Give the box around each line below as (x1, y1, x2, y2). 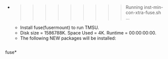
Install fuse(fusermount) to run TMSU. (20, 24, 99, 30)
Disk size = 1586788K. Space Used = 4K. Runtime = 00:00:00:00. (20, 30, 156, 35)
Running (125, 4, 143, 10)
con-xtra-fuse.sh (125, 9, 161, 15)
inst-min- (143, 4, 163, 10)
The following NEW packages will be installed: (20, 35, 116, 41)
